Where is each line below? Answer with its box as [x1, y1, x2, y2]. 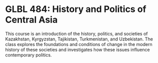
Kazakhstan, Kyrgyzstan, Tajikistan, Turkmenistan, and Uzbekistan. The [5, 36, 153, 42]
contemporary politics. [5, 51, 52, 58]
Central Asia [5, 14, 58, 25]
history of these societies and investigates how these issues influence [5, 46, 150, 52]
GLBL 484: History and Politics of [5, 3, 146, 15]
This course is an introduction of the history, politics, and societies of [5, 30, 148, 36]
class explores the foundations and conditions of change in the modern [5, 41, 152, 47]
